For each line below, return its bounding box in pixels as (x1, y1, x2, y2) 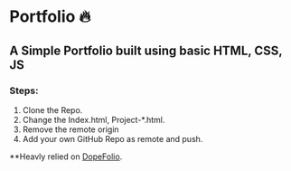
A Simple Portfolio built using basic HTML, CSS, (9, 43, 283, 58)
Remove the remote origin (22, 124, 119, 135)
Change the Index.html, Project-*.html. (22, 114, 165, 125)
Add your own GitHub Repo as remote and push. (22, 133, 203, 144)
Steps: (9, 84, 39, 97)
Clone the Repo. (22, 104, 83, 115)
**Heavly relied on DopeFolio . (9, 151, 123, 162)
